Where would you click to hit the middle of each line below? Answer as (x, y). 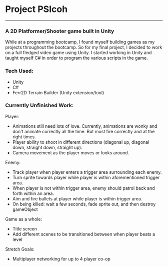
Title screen (25, 228)
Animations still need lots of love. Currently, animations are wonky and (85, 126)
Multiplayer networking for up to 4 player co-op (61, 258)
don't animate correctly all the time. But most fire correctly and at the (83, 131)
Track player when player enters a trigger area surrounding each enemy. (87, 172)
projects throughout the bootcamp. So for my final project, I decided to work (84, 47)
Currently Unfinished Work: (39, 105)
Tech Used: (19, 71)
